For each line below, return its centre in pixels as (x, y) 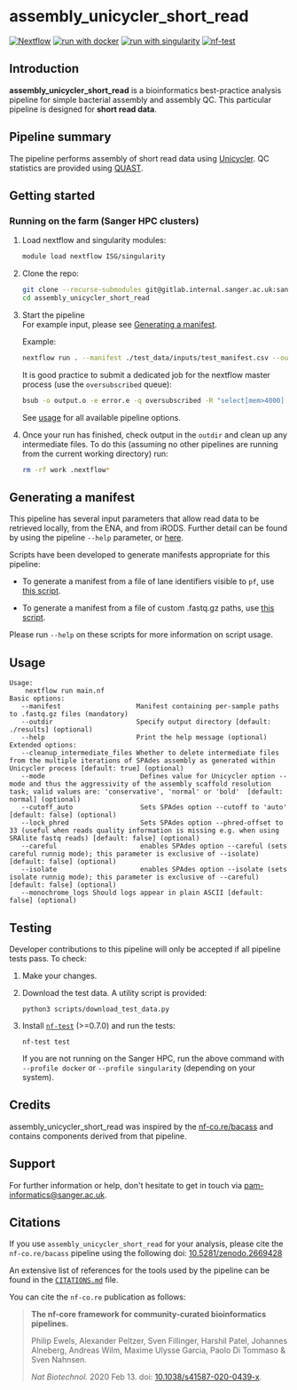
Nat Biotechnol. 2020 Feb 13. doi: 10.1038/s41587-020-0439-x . (146, 1377)
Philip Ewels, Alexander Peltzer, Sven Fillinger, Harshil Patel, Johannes (159, 1341)
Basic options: (37, 699)
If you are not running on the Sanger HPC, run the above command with (153, 1058)
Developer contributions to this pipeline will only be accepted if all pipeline (145, 949)
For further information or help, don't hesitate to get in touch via (125, 1185)
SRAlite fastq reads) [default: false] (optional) (105, 839)
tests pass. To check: (48, 958)
